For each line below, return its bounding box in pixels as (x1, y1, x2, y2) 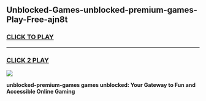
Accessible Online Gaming (6, 88, 75, 95)
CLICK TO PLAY (6, 33, 54, 42)
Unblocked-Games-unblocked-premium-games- (6, 5, 198, 15)
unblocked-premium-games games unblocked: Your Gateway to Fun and (6, 81, 196, 88)
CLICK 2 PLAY (6, 56, 49, 64)
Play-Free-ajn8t (6, 15, 68, 25)
